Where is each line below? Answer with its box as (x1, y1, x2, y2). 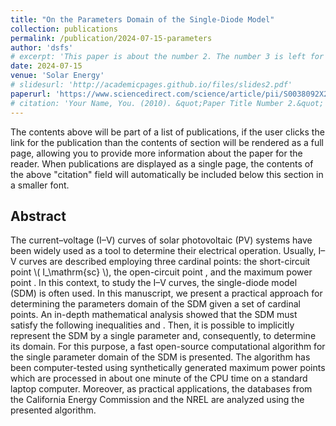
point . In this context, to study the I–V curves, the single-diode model (10, 277, 298, 289)
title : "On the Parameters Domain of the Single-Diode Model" (10, 14, 275, 25)
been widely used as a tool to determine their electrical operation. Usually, (10, 245, 317, 257)
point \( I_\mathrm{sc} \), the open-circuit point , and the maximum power (10, 266, 313, 278)
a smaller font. (10, 179, 70, 191)
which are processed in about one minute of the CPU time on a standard (10, 372, 308, 385)
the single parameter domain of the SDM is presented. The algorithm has (10, 351, 311, 363)
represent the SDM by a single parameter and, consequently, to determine (10, 330, 317, 342)
